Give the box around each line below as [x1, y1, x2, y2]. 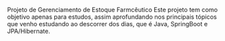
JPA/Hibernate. [7, 27, 50, 35]
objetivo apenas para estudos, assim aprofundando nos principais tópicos [7, 13, 217, 21]
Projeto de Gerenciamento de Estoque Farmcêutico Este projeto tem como [7, 6, 218, 13]
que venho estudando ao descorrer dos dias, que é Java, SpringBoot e [7, 20, 208, 28]
